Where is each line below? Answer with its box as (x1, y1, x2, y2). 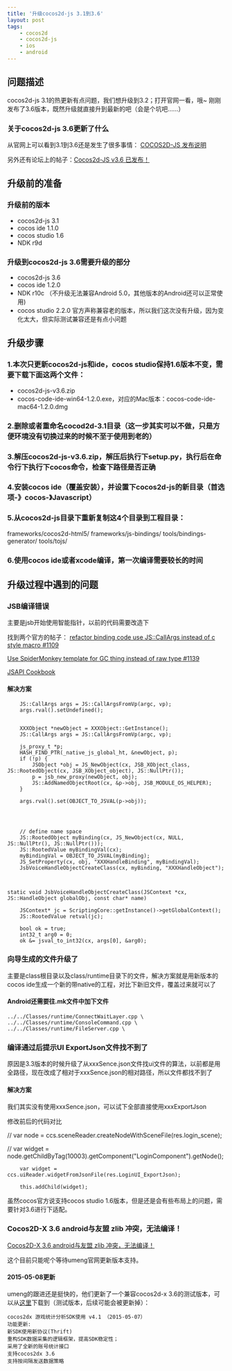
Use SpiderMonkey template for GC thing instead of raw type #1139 (7, 655, 199, 663)
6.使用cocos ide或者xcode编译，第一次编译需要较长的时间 (7, 555, 204, 565)
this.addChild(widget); (19, 1183, 89, 1190)
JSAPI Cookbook (7, 668, 56, 676)
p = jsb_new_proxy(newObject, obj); (32, 773, 138, 780)
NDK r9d (17, 239, 43, 247)
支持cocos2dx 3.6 (7, 1350, 55, 1358)
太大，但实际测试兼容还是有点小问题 (23, 315, 127, 323)
